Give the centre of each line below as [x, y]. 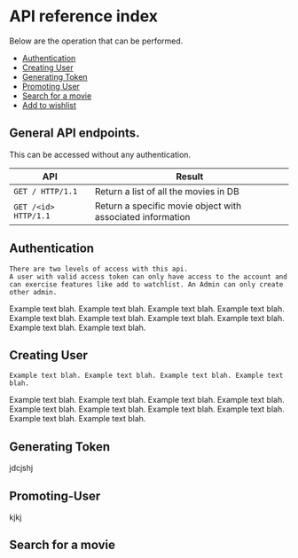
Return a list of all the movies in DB [167, 191]
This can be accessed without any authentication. [100, 154]
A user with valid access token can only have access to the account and [149, 277]
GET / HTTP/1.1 [46, 191]
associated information [142, 216]
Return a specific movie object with [168, 206]
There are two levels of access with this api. [99, 269]
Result [190, 177]
